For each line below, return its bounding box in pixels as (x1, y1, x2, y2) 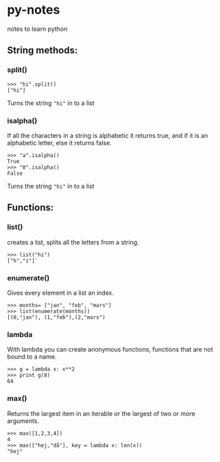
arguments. (7, 417, 40, 425)
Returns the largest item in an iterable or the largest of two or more (7, 409, 195, 417)
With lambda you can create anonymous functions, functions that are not (7, 345, 214, 354)
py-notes (7, 2, 60, 18)
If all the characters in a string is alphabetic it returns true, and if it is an (7, 131, 208, 139)
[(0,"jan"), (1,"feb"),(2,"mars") (7, 314, 106, 321)
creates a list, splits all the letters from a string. (7, 238, 139, 246)
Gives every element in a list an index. (7, 289, 114, 297)
